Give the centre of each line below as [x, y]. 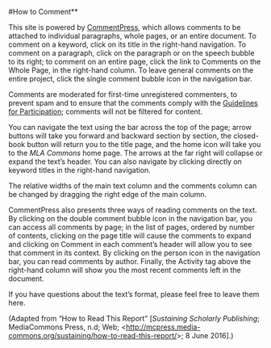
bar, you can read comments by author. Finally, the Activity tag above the [130, 261]
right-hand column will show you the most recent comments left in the [125, 270]
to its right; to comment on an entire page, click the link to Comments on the [135, 61]
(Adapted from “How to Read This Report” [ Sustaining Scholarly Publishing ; [134, 319]
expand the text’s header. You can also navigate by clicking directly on [125, 161]
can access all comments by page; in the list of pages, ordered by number [132, 227]
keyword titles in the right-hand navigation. [79, 170]
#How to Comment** [43, 12]
